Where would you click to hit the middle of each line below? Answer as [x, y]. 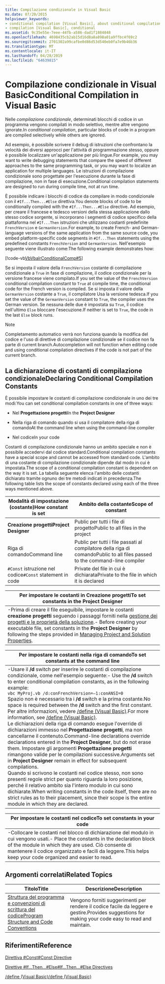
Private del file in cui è [100, 569]
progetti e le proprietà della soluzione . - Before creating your [77, 622]
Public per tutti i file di [99, 522]
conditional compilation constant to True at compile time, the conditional [78, 284]
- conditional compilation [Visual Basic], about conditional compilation [83, 23]
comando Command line [35, 554]
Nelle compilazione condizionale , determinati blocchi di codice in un [74, 120]
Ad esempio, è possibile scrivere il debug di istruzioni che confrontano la [79, 145]
